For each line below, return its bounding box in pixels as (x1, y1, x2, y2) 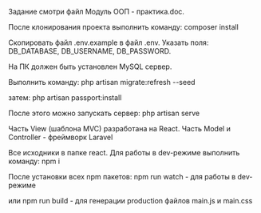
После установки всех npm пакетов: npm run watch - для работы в (8, 172, 236, 181)
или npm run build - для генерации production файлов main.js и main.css (8, 196, 253, 205)
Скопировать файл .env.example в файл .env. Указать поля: (8, 38, 209, 47)
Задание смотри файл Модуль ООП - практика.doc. (8, 7, 185, 16)
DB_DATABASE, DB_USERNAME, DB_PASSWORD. (8, 46, 172, 55)
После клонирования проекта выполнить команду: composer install (8, 22, 239, 31)
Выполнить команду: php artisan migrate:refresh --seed (8, 78, 196, 86)
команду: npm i (8, 156, 61, 166)
